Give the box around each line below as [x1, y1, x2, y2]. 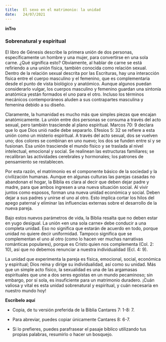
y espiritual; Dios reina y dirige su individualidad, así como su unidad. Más [5, 261, 156, 267]
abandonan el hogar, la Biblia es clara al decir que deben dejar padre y [5, 179, 150, 185]
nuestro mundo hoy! [5, 287, 47, 293]
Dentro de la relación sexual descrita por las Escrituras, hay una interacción [5, 70, 160, 76]
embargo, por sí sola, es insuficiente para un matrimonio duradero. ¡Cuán [5, 277, 155, 283]
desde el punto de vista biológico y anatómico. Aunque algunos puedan [5, 80, 152, 87]
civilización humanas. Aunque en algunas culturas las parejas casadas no [5, 173, 156, 179]
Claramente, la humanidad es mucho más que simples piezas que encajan [5, 111, 157, 117]
